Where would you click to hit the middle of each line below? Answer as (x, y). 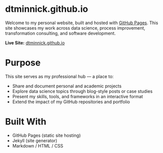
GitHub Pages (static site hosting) (46, 135)
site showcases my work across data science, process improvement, (75, 28)
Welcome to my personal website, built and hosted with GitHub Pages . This (82, 23)
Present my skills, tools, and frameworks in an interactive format (78, 96)
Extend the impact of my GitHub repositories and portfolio (71, 102)
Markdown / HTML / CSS (38, 146)
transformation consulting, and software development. (61, 33)
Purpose (23, 63)
